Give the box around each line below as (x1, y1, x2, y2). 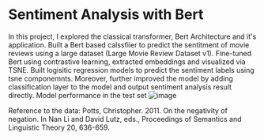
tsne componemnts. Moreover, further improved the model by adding (8, 74, 233, 83)
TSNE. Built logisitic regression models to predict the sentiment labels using (8, 65, 255, 74)
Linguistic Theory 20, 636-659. (8, 123, 111, 132)
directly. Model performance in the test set (8, 90, 148, 100)
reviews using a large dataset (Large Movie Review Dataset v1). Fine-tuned (8, 48, 252, 58)
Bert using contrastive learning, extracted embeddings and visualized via (8, 57, 247, 66)
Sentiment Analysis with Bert (8, 6, 204, 24)
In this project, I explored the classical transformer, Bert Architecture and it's (8, 32, 257, 41)
